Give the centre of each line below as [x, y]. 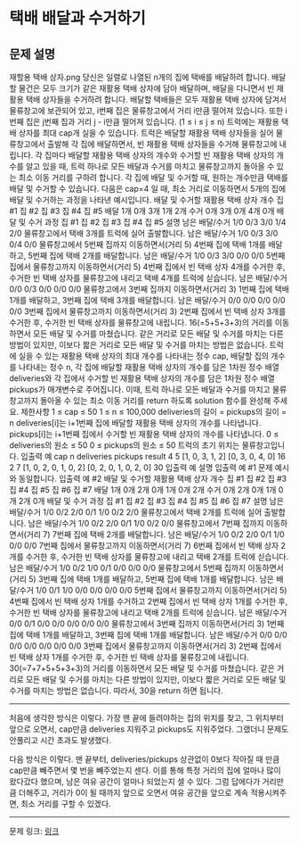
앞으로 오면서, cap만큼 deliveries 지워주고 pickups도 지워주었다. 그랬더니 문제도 [149, 729]
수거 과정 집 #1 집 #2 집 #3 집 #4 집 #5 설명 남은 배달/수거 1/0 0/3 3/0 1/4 [157, 222]
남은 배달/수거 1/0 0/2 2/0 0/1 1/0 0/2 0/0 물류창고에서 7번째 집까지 [146, 523]
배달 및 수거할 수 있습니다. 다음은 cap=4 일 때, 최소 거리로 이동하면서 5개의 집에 [148, 189]
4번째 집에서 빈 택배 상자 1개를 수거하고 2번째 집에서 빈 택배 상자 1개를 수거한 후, [149, 601]
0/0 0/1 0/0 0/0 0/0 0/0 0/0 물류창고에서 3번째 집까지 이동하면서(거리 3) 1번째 [147, 624]
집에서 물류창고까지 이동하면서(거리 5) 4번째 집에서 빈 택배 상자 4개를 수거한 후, [148, 267]
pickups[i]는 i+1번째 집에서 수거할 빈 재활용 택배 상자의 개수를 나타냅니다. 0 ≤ [144, 434]
